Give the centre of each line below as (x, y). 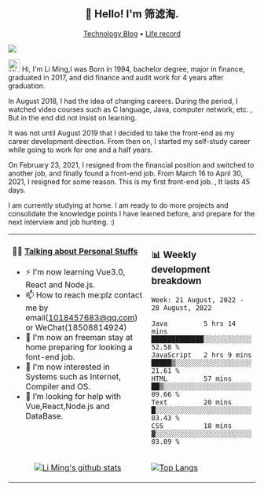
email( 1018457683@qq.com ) (82, 318)
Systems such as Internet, (73, 377)
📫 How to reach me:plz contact (84, 295)
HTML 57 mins (192, 378)
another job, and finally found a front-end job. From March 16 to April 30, (126, 173)
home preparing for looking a (79, 347)
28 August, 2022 (181, 308)
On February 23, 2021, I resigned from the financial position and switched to (131, 164)
